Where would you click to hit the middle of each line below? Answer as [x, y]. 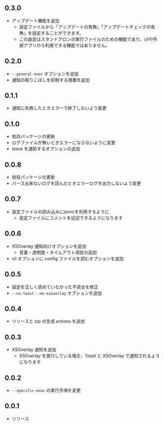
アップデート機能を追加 [35, 20]
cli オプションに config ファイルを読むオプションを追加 [68, 258]
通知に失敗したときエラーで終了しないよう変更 [59, 108]
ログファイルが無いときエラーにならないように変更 [64, 143]
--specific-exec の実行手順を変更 [46, 390]
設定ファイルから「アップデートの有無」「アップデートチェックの [85, 27]
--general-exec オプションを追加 [45, 74]
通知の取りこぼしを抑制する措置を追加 [50, 80]
